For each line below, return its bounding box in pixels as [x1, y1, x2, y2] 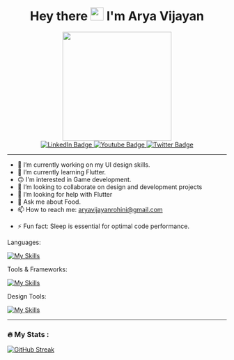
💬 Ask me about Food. [17, 197, 81, 206]
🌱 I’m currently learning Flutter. [17, 167, 107, 176]
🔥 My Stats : [7, 329, 49, 339]
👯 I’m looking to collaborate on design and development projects [17, 182, 203, 191]
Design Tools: [7, 292, 47, 300]
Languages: [7, 238, 41, 246]
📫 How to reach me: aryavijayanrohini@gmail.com [17, 205, 163, 213]
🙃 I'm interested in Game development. [17, 175, 132, 183]
